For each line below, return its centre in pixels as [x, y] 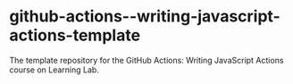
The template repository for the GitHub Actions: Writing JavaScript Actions [146, 60]
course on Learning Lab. [54, 70]
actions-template [75, 35]
